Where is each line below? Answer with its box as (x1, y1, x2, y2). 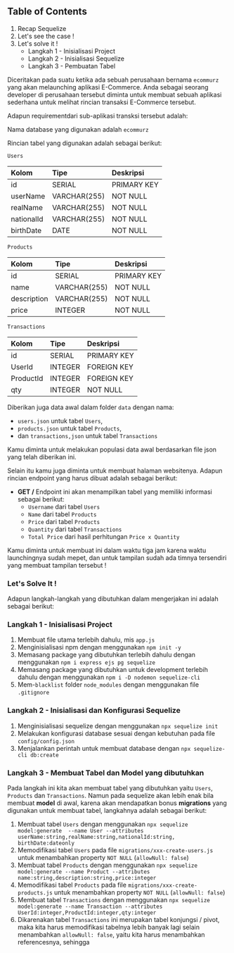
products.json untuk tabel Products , (17, 424, 122, 432)
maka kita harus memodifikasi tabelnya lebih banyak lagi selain (17, 923, 200, 931)
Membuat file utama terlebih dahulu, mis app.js (17, 635, 155, 644)
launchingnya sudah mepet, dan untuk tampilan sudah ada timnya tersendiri (7, 553, 227, 562)
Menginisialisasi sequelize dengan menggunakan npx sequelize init (17, 721, 219, 730)
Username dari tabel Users (27, 502, 100, 511)
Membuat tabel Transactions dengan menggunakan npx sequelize (17, 896, 211, 904)
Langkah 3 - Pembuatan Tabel (27, 61, 116, 70)
